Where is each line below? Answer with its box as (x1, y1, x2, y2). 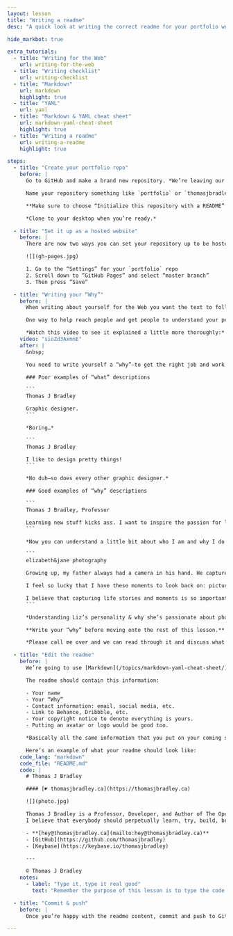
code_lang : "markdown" (19, 753, 85, 761)
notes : (19, 874, 39, 881)
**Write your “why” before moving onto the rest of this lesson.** (25, 626, 225, 633)
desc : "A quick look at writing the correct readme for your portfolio (7, 23, 218, 30)
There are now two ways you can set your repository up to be (25, 241, 209, 248)
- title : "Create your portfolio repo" (13, 164, 129, 171)
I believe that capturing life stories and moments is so (25, 594, 197, 602)
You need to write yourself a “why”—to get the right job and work (25, 361, 225, 368)
